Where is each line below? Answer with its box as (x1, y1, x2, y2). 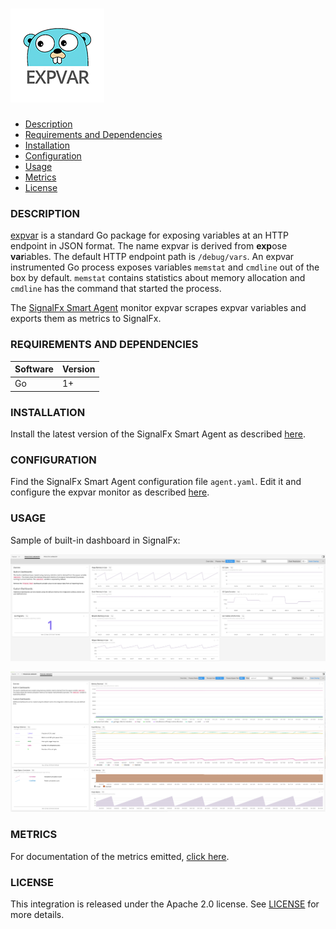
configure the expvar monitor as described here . (10, 486, 210, 498)
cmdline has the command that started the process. (10, 283, 222, 295)
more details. (10, 908, 65, 920)
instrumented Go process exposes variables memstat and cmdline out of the (10, 261, 320, 273)
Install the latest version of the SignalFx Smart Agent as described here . (10, 428, 306, 440)
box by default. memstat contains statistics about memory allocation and (10, 272, 306, 284)
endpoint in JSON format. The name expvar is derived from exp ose (10, 240, 288, 252)
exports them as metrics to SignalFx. (10, 313, 162, 325)
